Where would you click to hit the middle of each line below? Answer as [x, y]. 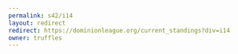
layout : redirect [37, 23]
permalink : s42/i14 [41, 15]
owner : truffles [35, 38]
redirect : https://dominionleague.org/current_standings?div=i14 [119, 30]
